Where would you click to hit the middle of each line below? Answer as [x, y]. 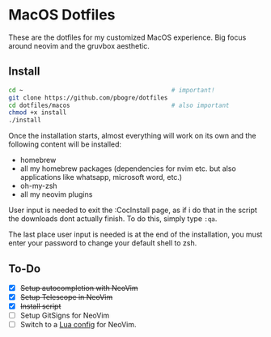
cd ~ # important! [112, 90]
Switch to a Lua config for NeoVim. [78, 325]
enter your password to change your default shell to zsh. [103, 243]
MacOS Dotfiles [62, 15]
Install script [40, 306]
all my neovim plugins [56, 194]
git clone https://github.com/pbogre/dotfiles [88, 98]
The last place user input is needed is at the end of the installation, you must [135, 235]
